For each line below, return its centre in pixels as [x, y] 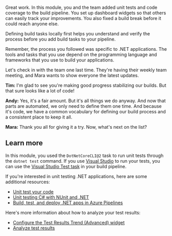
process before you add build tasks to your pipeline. [61, 39]
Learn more [24, 143]
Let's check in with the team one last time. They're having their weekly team [86, 70]
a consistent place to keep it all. [39, 117]
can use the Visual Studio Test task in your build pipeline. [66, 166]
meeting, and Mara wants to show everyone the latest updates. [72, 75]
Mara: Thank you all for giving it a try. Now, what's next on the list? [76, 127]
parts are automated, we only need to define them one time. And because [84, 106]
